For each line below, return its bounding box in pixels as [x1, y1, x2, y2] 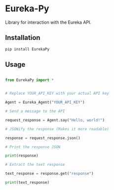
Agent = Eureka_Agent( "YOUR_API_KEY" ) [5, 100, 85, 105]
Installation [5, 34, 40, 42]
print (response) [5, 153, 38, 158]
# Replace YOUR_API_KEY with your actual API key [5, 91, 110, 96]
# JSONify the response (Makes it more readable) [5, 126, 110, 131]
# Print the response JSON [5, 144, 61, 150]
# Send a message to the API [5, 109, 65, 114]
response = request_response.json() [5, 135, 80, 141]
